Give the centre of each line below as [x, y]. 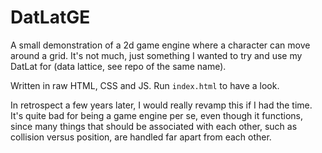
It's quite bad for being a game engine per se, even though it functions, [156, 115]
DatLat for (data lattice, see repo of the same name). [118, 66]
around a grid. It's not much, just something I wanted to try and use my [156, 55]
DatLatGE [50, 17]
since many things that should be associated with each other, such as [154, 126]
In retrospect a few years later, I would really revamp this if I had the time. [161, 105]
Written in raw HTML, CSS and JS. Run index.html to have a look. [145, 85]
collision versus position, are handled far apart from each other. [141, 137]
